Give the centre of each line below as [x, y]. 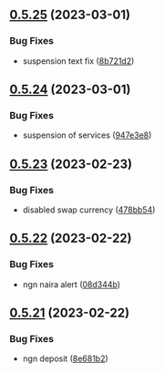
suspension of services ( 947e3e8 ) [87, 135]
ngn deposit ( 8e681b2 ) [66, 358]
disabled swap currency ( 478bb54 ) [89, 210]
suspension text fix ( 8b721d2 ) [78, 61]
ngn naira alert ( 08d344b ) [72, 284]
